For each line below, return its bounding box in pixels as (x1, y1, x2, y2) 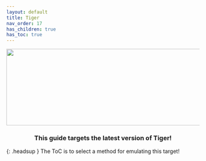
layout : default (6, 9, 48, 15)
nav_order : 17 (6, 20, 43, 26)
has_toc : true (6, 32, 43, 38)
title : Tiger (6, 15, 40, 21)
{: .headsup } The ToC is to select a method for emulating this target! (6, 148, 180, 155)
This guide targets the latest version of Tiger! (34, 134, 172, 143)
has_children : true (6, 26, 56, 32)
